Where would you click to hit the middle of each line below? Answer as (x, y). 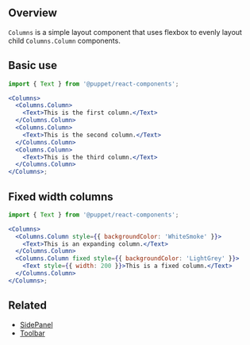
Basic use (33, 65)
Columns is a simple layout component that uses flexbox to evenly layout (125, 32)
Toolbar (32, 333)
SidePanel (36, 324)
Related (28, 306)
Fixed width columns (61, 196)
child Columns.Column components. (64, 40)
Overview (33, 13)
